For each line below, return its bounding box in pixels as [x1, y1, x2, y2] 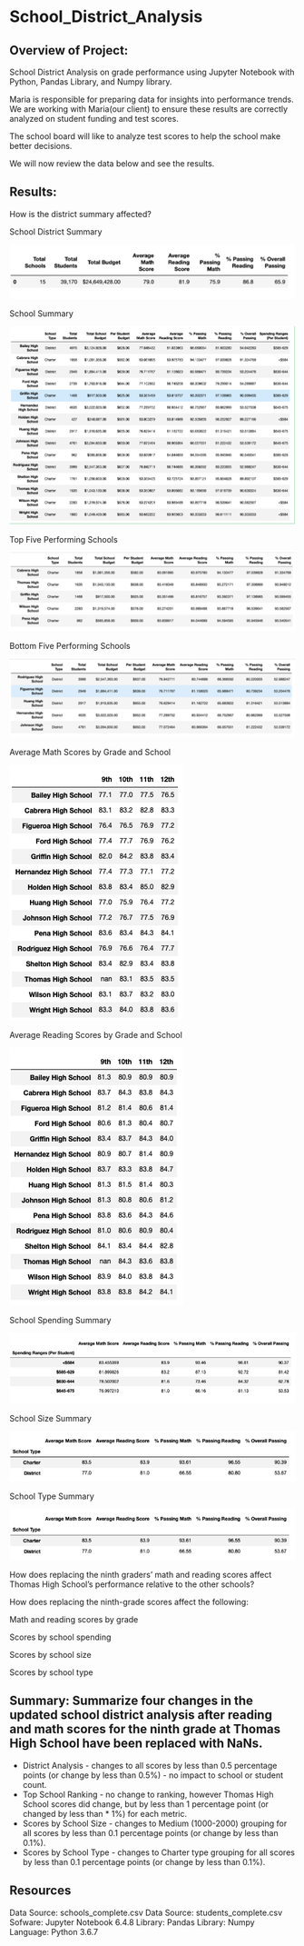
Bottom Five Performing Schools [9, 641, 131, 652]
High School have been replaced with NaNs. [9, 1736, 263, 1751]
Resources [9, 1883, 72, 1899]
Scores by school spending [9, 1632, 112, 1642]
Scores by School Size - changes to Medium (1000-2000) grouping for [22, 1818, 288, 1829]
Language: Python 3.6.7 [9, 1926, 98, 1937]
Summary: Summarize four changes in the [9, 1693, 254, 1709]
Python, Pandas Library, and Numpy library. [9, 76, 172, 87]
